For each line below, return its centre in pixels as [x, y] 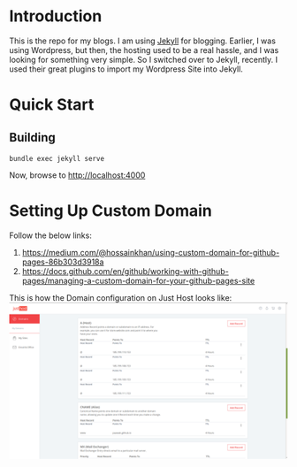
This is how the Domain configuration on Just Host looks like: [121, 297]
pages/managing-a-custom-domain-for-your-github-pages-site [138, 280]
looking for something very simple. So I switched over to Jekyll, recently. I [144, 59]
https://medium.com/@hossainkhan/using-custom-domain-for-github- [151, 252]
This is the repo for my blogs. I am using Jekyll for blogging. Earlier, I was [143, 41]
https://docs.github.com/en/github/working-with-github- [126, 271]
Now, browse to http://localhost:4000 [77, 175]
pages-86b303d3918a [63, 262]
